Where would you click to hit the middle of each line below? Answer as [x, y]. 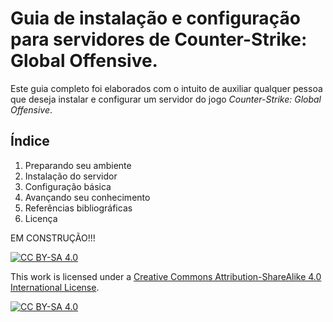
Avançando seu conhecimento [87, 197]
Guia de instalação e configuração [155, 18]
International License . [55, 287]
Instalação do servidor [71, 176]
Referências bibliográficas [78, 208]
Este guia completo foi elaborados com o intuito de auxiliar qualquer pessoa [166, 88]
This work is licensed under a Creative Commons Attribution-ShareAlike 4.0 [166, 276]
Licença [41, 218]
